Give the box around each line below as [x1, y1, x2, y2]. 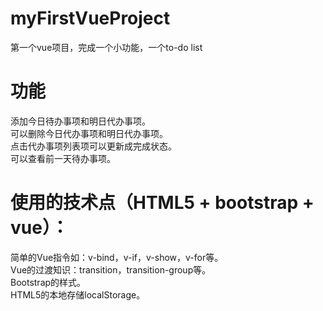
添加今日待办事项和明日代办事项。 [10, 115, 151, 127]
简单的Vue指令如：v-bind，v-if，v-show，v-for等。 [10, 251, 224, 263]
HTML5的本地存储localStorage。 [10, 288, 146, 301]
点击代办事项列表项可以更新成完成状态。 [10, 140, 177, 152]
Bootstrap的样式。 [10, 276, 87, 288]
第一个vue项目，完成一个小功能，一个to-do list [10, 41, 203, 53]
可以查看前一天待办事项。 [10, 152, 116, 164]
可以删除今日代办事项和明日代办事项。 [10, 127, 168, 139]
